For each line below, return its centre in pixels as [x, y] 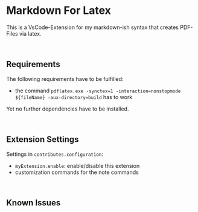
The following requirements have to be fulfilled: [65, 79]
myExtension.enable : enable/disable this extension [77, 165]
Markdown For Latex [59, 11]
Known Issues [34, 203]
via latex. [30, 33]
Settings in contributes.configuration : [55, 154]
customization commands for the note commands [77, 172]
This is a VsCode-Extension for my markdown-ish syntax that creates [93, 27]
